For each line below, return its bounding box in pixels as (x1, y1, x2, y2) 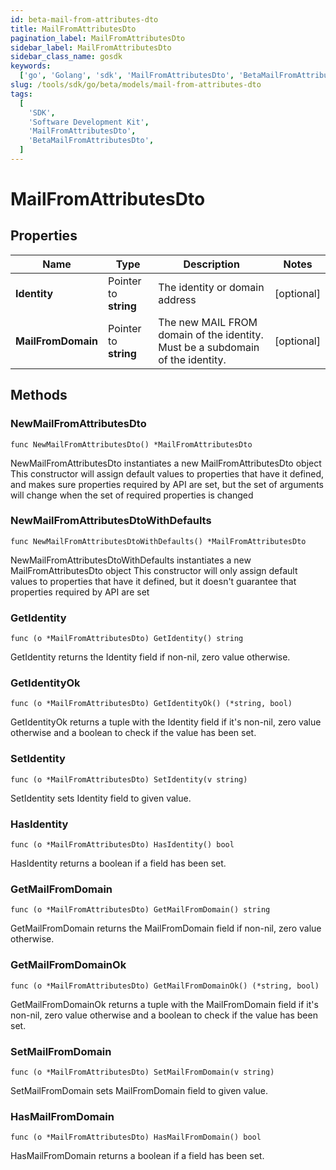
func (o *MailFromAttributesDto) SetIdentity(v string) (10, 774, 248, 785)
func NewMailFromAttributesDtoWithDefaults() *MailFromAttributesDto (10, 536, 307, 546)
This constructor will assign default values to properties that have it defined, (10, 467, 325, 480)
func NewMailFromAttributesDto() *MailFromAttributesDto (10, 439, 253, 450)
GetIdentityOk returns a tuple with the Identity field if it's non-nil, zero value (10, 716, 322, 728)
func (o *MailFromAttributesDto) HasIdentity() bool (10, 840, 235, 850)
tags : (10, 89, 33, 99)
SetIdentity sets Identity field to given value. (10, 792, 192, 804)
